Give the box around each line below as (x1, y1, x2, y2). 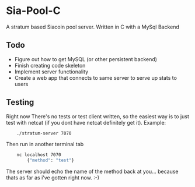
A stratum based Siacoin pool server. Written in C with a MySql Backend (6, 23, 180, 30)
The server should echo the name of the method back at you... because (6, 168, 179, 175)
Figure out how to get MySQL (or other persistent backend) (14, 55, 158, 62)
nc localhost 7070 (16, 152, 61, 158)
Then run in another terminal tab (6, 141, 84, 148)
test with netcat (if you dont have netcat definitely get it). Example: (6, 119, 166, 126)
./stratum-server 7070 (16, 130, 72, 136)
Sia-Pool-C (6, 4, 61, 17)
